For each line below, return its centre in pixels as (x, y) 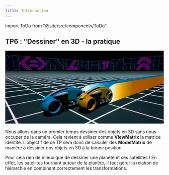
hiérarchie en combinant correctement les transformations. (66, 168)
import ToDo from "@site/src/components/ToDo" (56, 26)
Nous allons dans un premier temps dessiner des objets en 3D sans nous (81, 132)
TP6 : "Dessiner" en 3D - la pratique (63, 42)
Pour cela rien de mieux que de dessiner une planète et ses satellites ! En (81, 158)
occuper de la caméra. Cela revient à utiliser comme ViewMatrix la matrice (83, 137)
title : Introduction (27, 11)
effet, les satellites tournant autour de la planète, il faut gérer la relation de (82, 163)
